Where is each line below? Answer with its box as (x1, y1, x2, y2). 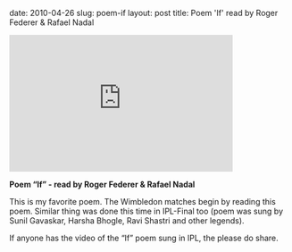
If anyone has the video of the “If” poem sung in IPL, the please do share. (9, 232, 279, 243)
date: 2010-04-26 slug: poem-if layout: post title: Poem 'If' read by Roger (9, 8, 279, 18)
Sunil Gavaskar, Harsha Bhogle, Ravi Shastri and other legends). (9, 215, 245, 226)
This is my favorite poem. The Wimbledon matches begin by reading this (9, 197, 277, 206)
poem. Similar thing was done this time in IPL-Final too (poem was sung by (9, 206, 284, 216)
